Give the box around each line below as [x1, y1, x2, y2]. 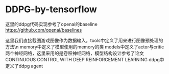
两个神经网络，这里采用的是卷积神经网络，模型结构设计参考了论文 [5, 50, 144, 56]
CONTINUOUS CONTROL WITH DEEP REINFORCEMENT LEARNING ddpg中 [5, 56, 164, 62]
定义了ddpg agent [5, 63, 43, 69]
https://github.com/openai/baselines [5, 27, 82, 33]
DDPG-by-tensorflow [5, 4, 97, 15]
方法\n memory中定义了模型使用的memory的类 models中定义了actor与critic [5, 43, 164, 50]
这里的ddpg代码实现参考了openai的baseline [5, 21, 98, 27]
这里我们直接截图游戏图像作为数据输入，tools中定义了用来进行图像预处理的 [5, 37, 163, 43]
